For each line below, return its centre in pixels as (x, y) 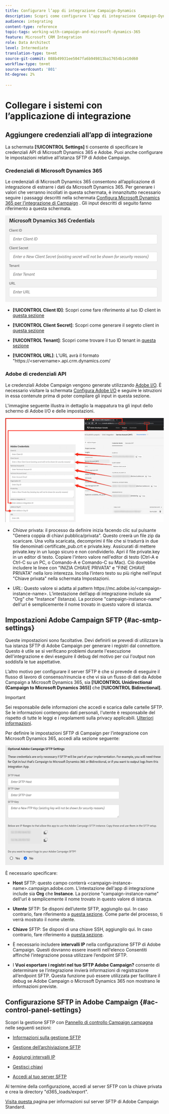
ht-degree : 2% (20, 75)
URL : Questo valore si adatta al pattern (53, 588)
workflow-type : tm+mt (28, 64)
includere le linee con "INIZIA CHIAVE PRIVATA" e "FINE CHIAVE (79, 567)
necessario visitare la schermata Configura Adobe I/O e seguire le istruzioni (83, 390)
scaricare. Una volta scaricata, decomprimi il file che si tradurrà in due (85, 541)
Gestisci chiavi (28, 1067)
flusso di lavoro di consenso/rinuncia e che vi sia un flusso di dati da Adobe (83, 677)
